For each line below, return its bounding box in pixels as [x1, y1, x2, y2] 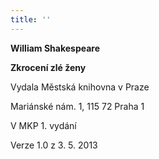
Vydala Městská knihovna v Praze [10, 81, 150, 93]
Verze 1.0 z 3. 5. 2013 [10, 139, 98, 151]
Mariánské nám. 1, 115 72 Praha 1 [10, 100, 145, 112]
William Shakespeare [10, 42, 101, 54]
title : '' [10, 14, 52, 25]
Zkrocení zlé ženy [10, 61, 87, 73]
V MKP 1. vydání [10, 119, 77, 131]
